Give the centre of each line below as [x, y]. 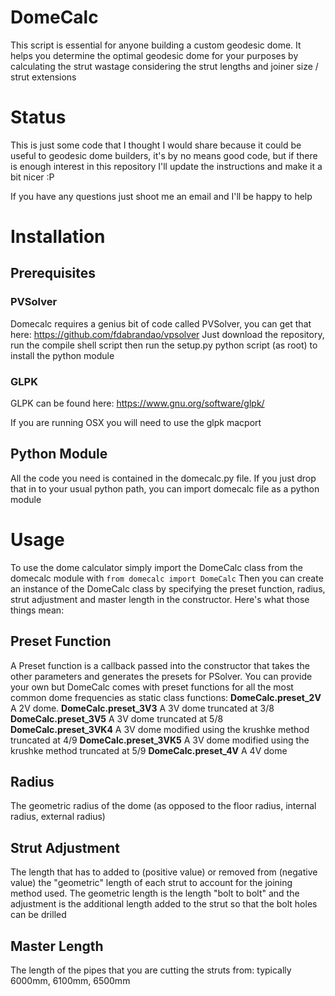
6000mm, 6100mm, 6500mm [70, 981]
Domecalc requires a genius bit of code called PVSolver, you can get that [161, 323]
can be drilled [38, 915]
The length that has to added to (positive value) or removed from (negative [164, 872]
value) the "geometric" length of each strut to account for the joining [151, 883]
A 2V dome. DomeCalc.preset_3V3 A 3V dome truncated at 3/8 [142, 708]
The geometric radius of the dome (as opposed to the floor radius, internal [163, 806]
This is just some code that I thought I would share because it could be [156, 145]
